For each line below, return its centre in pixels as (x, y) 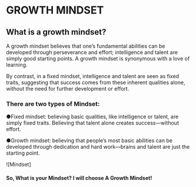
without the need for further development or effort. (68, 89)
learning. (17, 65)
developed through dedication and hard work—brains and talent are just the (98, 147)
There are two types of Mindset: (53, 103)
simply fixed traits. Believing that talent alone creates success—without (93, 123)
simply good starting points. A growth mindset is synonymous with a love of (98, 59)
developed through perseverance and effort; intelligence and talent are (92, 52)
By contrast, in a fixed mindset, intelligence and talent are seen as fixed (93, 76)
